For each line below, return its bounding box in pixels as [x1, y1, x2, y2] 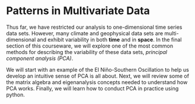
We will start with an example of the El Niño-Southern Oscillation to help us [6, 66, 190, 73]
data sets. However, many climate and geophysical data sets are [6, 29, 164, 36]
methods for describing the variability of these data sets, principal [6, 48, 168, 55]
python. [6, 91, 25, 98]
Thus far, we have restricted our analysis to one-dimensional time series [6, 24, 183, 31]
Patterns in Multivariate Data [6, 4, 150, 18]
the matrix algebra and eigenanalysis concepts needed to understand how [6, 78, 188, 86]
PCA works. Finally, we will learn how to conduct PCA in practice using [6, 85, 179, 92]
